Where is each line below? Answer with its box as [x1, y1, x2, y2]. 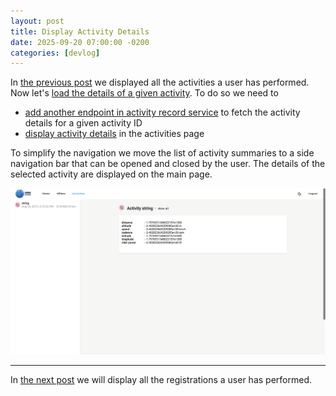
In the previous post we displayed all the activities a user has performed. [10, 76, 310, 89]
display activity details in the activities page [24, 128, 205, 140]
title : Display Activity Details [10, 26, 150, 37]
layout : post [10, 16, 65, 26]
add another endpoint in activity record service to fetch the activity [24, 106, 301, 119]
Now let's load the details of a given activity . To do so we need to [10, 87, 279, 99]
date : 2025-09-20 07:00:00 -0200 [10, 37, 150, 47]
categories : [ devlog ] [10, 48, 101, 58]
